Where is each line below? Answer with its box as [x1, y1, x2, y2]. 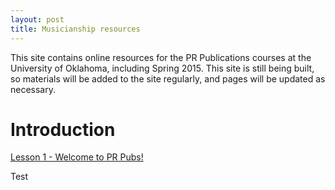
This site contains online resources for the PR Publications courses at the [10, 51, 312, 63]
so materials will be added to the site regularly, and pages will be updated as [10, 72, 326, 85]
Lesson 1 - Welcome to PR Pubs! [10, 151, 144, 163]
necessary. [10, 83, 57, 95]
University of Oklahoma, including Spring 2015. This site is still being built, [10, 62, 315, 74]
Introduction [10, 118, 116, 141]
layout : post [10, 14, 65, 25]
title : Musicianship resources [10, 24, 141, 34]
